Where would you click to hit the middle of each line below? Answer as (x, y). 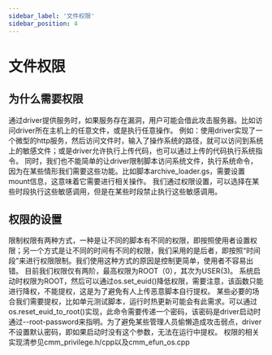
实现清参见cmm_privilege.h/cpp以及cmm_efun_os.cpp (99, 342)
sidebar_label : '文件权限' (52, 16)
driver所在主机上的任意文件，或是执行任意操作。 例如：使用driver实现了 (135, 130)
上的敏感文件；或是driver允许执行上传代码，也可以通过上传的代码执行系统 (132, 151)
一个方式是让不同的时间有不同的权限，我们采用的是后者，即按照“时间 (145, 251)
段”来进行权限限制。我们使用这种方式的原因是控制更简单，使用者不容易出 (131, 261)
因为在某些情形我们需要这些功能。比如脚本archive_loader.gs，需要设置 (127, 171)
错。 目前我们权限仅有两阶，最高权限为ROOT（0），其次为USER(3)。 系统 (131, 271)
